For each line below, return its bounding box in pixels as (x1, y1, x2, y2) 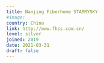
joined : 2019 (6, 37, 39, 43)
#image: (6, 14, 26, 20)
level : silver (6, 31, 42, 37)
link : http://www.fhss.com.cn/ (6, 25, 85, 32)
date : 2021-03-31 (6, 43, 50, 49)
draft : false (6, 48, 39, 54)
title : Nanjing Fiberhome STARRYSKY (6, 8, 98, 15)
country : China (6, 20, 44, 26)
